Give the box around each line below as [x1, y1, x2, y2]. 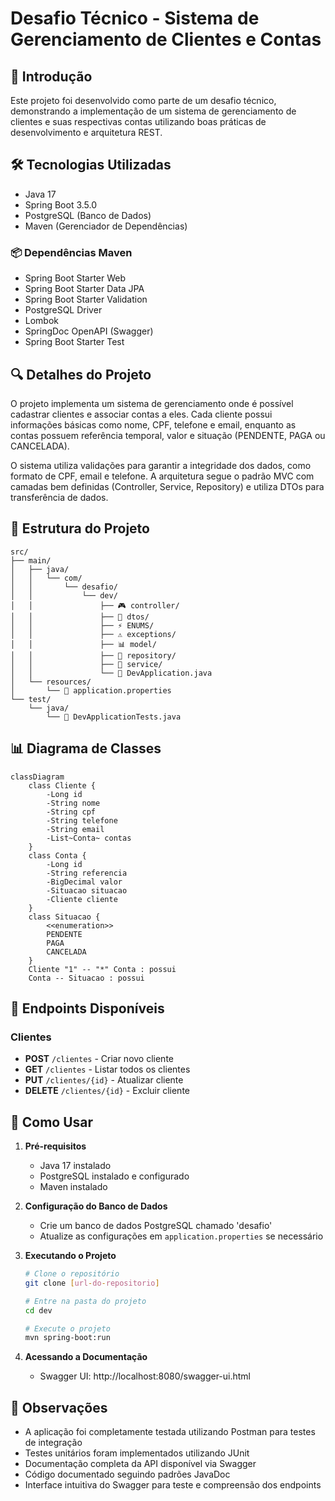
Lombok [24, 315, 60, 327]
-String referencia [46, 868, 128, 878]
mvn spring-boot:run [24, 1333, 111, 1343]
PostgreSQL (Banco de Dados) [24, 209, 152, 221]
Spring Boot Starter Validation [24, 293, 148, 306]
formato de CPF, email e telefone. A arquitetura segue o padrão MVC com [10, 470, 315, 482]
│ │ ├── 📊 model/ [10, 639, 157, 649]
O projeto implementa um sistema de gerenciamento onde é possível [10, 397, 294, 409]
